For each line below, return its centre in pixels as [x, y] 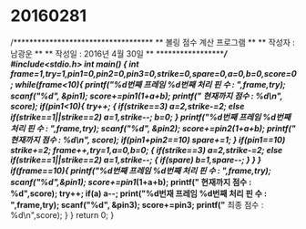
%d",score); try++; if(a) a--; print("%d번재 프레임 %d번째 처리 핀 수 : [139, 193]
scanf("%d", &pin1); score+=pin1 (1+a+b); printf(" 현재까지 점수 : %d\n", [147, 96]
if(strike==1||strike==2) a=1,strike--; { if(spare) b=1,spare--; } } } [136, 160]
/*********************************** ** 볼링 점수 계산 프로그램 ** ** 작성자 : [153, 42]
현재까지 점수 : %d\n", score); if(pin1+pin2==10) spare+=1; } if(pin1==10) [148, 140]
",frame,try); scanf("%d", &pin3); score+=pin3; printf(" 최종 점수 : [137, 204]
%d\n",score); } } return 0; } [62, 214]
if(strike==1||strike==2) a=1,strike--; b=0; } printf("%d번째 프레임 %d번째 [150, 117]
